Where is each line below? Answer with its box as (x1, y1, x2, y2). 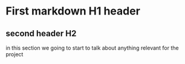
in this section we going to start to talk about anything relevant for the (5, 44, 179, 51)
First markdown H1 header (5, 4, 140, 18)
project (5, 51, 24, 58)
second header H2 (5, 28, 77, 39)
